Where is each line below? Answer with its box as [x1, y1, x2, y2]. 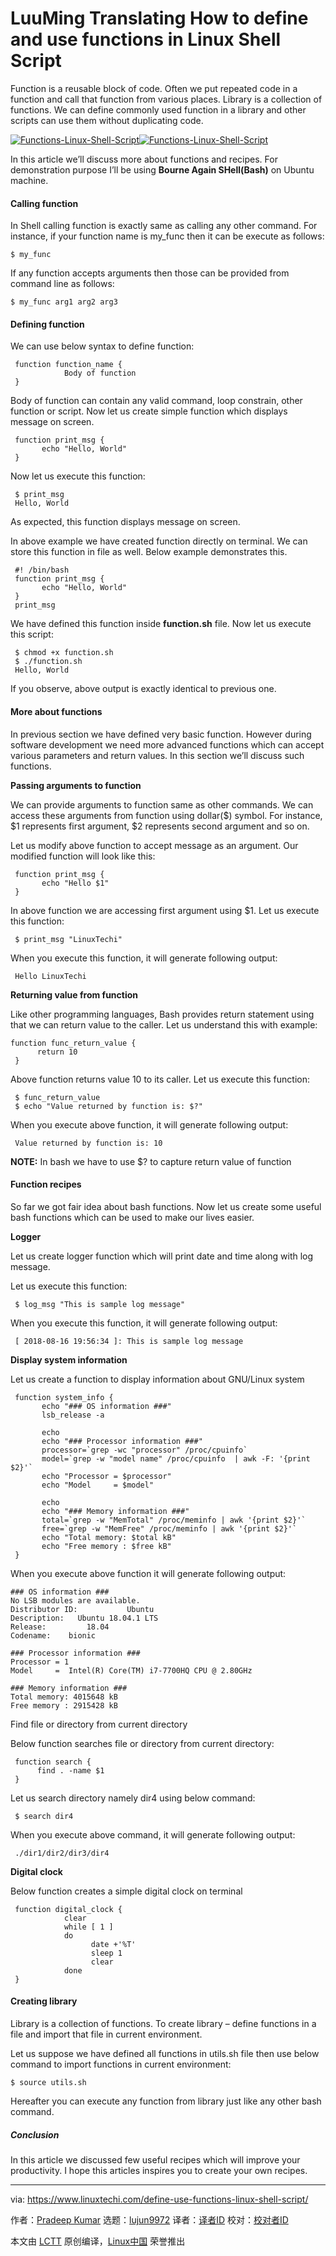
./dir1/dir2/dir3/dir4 [14, 1848, 110, 1858]
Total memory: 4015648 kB [10, 1692, 118, 1702]
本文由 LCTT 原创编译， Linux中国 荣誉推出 [10, 2235, 186, 2247]
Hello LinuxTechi [14, 971, 87, 981]
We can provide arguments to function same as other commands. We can [10, 798, 314, 811]
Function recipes [10, 1178, 82, 1191]
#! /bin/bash [14, 565, 70, 576]
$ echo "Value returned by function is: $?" [14, 1101, 203, 1111]
